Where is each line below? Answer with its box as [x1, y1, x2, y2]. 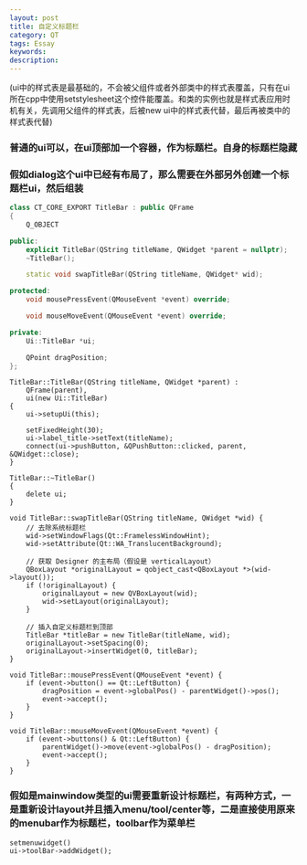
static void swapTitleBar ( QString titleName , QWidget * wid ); [26, 270, 263, 280]
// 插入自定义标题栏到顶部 [26, 623, 113, 632]
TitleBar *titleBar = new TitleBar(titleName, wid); [26, 631, 231, 640]
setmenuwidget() [9, 838, 71, 848]
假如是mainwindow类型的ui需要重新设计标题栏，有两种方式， [9, 789, 282, 802]
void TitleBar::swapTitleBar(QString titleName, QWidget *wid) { [9, 513, 263, 523]
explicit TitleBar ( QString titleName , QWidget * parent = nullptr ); [26, 245, 288, 254]
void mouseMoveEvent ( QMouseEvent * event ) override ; [26, 311, 227, 321]
